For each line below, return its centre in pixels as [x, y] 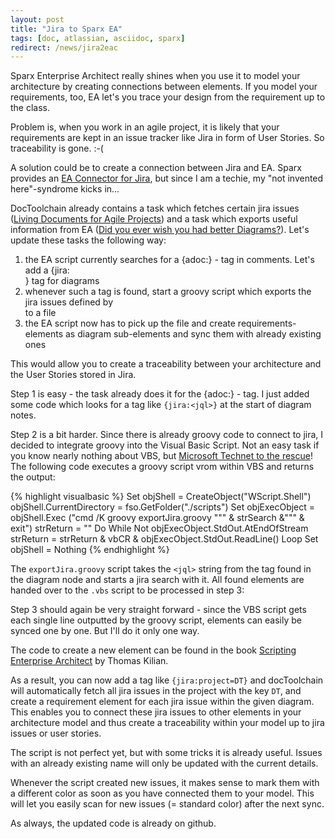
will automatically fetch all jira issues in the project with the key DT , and [156, 691]
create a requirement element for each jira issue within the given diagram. [162, 702]
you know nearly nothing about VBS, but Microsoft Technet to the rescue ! [161, 456]
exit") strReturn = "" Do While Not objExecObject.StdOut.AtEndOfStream [159, 528]
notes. [23, 415]
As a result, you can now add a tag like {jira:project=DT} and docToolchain [167, 680]
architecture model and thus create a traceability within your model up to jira [167, 723]
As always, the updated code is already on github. [113, 823]
